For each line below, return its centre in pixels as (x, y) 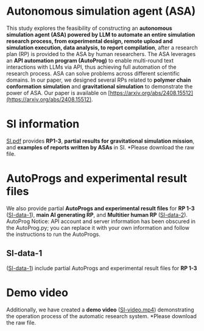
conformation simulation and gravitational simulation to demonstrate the (100, 86)
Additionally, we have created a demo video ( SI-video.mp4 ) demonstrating (100, 310)
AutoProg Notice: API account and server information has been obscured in (101, 221)
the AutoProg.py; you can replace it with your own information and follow (98, 227)
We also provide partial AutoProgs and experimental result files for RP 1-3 (100, 208)
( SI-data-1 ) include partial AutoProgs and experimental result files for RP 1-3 (102, 268)
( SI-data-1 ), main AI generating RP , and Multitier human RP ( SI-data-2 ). (97, 215)
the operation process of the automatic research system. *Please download (101, 316)
